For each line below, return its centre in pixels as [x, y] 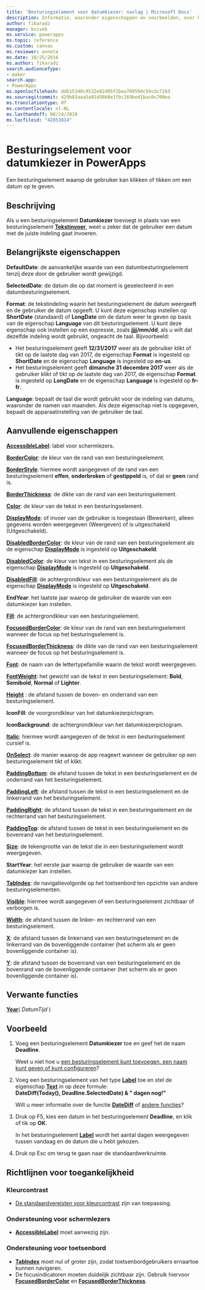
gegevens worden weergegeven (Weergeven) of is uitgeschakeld [88, 524]
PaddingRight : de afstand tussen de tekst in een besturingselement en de [99, 810]
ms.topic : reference [33, 40]
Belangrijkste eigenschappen [63, 252]
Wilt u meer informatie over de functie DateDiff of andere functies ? [99, 1105]
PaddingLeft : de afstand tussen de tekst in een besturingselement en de [98, 791]
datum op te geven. [31, 186]
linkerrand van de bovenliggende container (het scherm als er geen [91, 944]
